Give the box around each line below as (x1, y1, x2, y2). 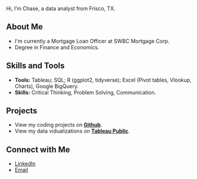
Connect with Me (6, 144, 71, 154)
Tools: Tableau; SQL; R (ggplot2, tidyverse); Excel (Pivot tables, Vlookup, (14, 76, 192, 83)
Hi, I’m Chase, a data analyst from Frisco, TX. (6, 5, 116, 12)
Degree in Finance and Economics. (14, 43, 99, 50)
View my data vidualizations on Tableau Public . (14, 127, 130, 134)
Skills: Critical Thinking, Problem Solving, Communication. (14, 89, 156, 96)
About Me (6, 22, 43, 32)
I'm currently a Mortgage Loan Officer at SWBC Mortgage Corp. (14, 38, 170, 45)
